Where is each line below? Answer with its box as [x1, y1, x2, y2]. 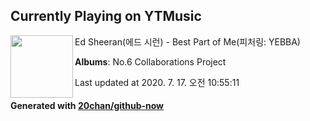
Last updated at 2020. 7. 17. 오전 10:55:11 [74, 76, 240, 88]
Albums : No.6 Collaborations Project [74, 55, 227, 68]
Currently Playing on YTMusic [10, 8, 202, 25]
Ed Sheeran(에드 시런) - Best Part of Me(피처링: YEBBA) [74, 35, 301, 48]
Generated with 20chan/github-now [10, 100, 165, 112]
